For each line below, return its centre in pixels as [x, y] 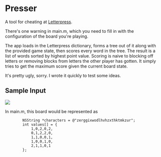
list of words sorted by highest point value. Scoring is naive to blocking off [79, 56]
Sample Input [25, 91]
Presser [21, 8]
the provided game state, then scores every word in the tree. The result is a [80, 51]
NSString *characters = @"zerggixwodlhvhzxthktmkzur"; [79, 120]
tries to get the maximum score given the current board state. [66, 66]
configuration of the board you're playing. [47, 36]
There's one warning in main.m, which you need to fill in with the [70, 31]
